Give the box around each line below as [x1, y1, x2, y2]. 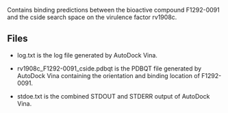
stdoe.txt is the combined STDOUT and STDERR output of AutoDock [16, 92, 210, 100]
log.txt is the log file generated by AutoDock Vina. [16, 51, 157, 59]
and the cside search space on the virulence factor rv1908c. [7, 13, 177, 21]
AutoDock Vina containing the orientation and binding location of [16, 71, 201, 79]
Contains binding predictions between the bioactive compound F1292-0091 [7, 6, 220, 14]
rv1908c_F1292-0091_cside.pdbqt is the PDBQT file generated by [16, 64, 202, 73]
